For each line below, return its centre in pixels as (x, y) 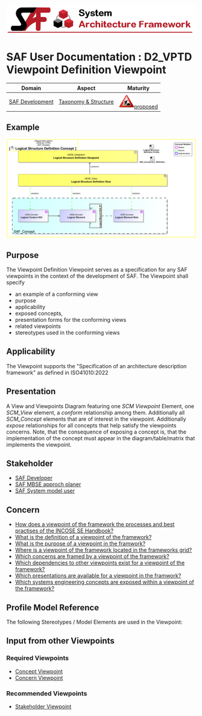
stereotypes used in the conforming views (67, 333)
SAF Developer (34, 478)
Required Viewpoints (38, 658)
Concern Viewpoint (39, 677)
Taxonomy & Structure (86, 102)
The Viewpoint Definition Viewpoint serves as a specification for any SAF (97, 270)
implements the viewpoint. (39, 444)
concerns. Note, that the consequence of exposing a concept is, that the (96, 432)
